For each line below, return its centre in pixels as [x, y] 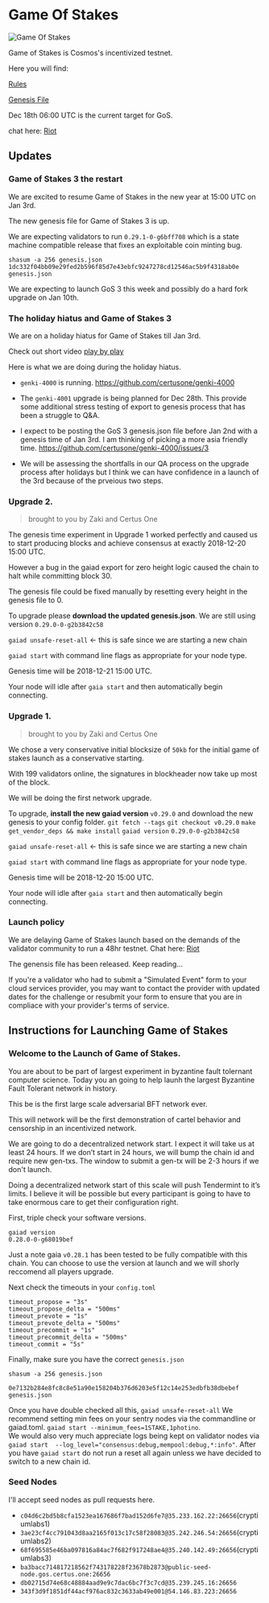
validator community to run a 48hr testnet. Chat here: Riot [104, 948]
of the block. [29, 782]
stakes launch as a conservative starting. [77, 758]
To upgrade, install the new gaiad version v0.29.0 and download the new [131, 813]
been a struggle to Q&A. [60, 415]
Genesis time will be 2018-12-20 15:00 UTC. [81, 877]
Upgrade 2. [31, 501]
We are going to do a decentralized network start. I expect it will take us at [132, 1143]
